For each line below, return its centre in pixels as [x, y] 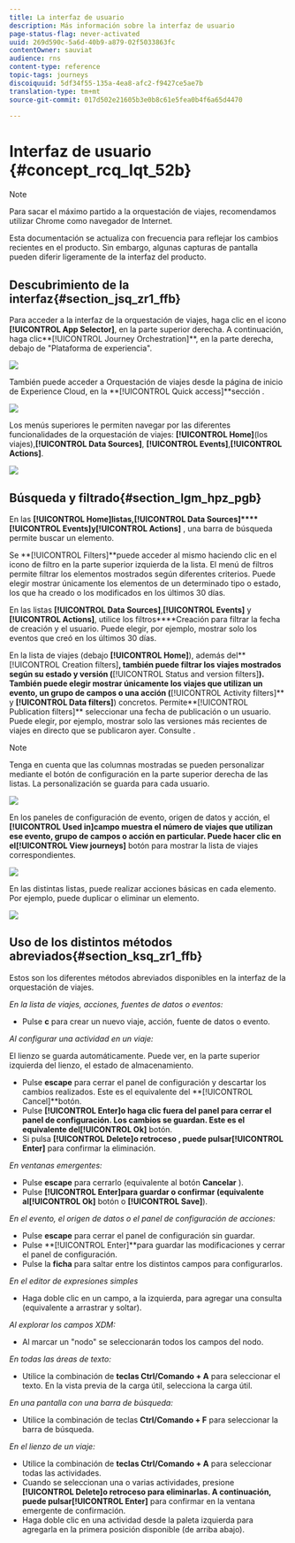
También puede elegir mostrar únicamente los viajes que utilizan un [136, 683]
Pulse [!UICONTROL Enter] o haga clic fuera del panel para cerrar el [147, 1110]
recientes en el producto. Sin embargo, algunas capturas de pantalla [134, 248]
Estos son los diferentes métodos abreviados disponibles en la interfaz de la [147, 977]
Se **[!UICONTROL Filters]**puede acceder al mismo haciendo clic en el [143, 555]
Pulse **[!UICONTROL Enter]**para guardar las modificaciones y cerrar [153, 1245]
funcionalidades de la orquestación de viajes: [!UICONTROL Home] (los [138, 435]
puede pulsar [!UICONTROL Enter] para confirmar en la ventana [139, 1501]
